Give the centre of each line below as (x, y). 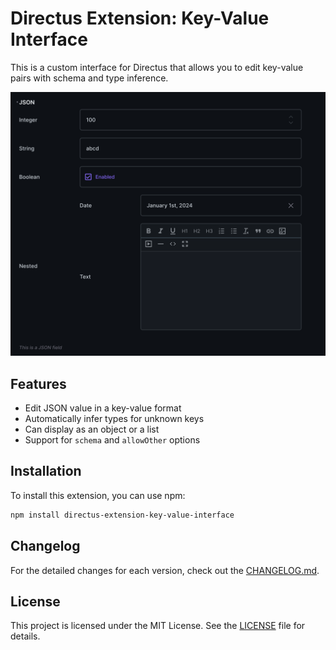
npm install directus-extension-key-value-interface (122, 515)
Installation (46, 471)
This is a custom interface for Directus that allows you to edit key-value (157, 67)
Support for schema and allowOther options (112, 440)
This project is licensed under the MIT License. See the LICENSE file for (158, 626)
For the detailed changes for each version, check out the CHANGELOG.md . (165, 570)
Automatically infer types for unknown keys (114, 419)
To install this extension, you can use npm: (98, 495)
